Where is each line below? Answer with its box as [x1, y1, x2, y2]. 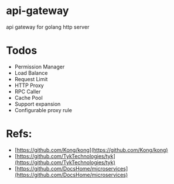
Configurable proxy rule [14, 106, 72, 113]
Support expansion [14, 100, 61, 107]
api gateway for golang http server [6, 23, 90, 30]
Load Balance [14, 69, 48, 77]
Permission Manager [14, 63, 65, 70]
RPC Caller [14, 88, 41, 95]
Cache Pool [14, 94, 43, 101]
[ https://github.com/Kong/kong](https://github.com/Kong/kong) [14, 146, 168, 153]
